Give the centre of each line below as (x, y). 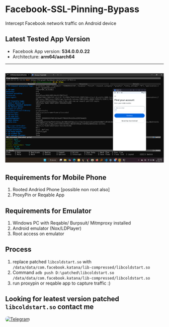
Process (18, 250)
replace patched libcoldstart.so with (52, 261)
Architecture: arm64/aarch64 (44, 57)
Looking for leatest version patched (62, 299)
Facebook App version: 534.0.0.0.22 (51, 51)
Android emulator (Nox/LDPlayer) (47, 229)
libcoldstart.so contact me (50, 307)
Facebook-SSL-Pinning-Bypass (72, 9)
